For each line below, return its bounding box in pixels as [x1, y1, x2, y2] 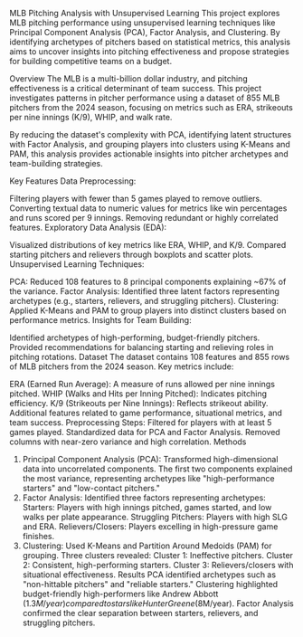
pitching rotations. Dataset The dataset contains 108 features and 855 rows [9, 352, 290, 362]
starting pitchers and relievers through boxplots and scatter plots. [9, 249, 253, 260]
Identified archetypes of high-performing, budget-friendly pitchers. [9, 332, 260, 343]
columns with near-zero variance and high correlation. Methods [9, 436, 247, 447]
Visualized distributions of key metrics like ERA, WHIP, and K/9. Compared [9, 240, 287, 250]
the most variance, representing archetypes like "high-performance [22, 473, 275, 483]
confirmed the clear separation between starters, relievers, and [22, 608, 259, 618]
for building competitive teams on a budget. [9, 56, 173, 66]
